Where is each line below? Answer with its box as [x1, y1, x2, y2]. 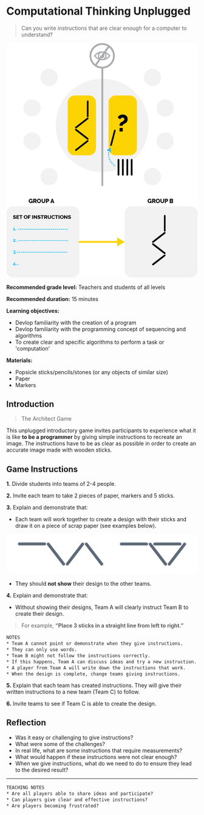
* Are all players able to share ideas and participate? [6, 791, 154, 797]
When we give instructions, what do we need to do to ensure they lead [15, 760, 192, 767]
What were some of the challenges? [15, 740, 106, 747]
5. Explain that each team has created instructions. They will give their [6, 682, 182, 689]
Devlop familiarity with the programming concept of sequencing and [15, 325, 186, 333]
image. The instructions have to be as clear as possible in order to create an [6, 440, 196, 447]
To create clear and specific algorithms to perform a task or [15, 338, 165, 346]
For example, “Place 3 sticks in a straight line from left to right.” [21, 622, 184, 629]
